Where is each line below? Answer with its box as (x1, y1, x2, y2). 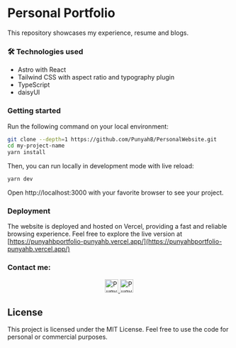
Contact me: (7, 263, 51, 273)
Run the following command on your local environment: (7, 122, 169, 131)
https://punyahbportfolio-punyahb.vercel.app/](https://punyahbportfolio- (9, 237, 223, 246)
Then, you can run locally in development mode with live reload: (7, 162, 194, 170)
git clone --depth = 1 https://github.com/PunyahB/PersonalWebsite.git (7, 136, 218, 143)
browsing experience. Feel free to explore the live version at (7, 229, 183, 239)
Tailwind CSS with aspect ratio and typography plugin (17, 73, 175, 82)
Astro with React (17, 65, 66, 74)
